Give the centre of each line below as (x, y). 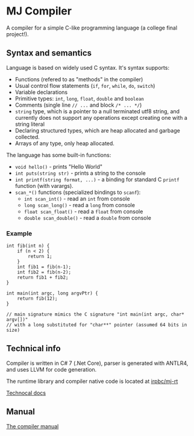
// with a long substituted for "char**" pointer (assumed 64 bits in (97, 325)
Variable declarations (41, 92)
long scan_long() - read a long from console (80, 205)
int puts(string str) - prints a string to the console (80, 173)
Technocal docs (26, 393)
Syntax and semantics (49, 53)
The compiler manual (33, 426)
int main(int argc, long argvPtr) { (52, 293)
